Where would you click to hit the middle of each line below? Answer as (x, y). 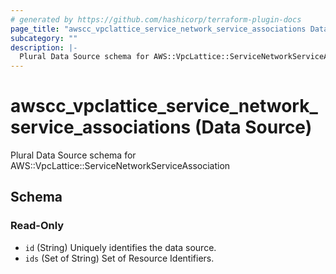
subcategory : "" (44, 38)
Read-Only (37, 226)
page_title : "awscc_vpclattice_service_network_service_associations (158, 29)
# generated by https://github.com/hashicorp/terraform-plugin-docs (156, 19)
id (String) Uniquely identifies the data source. (120, 247)
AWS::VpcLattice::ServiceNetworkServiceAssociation (120, 166)
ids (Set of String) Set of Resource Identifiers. (119, 258)
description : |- (44, 47)
